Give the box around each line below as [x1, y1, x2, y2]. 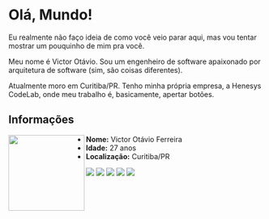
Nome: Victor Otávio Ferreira [86, 134, 182, 144]
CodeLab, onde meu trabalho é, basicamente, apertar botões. [8, 89, 215, 99]
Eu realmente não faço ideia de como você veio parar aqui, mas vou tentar [8, 32, 257, 42]
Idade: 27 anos [86, 143, 136, 153]
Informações [8, 113, 75, 127]
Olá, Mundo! [8, 6, 93, 24]
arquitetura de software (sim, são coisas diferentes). [8, 65, 183, 74]
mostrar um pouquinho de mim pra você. [8, 40, 145, 50]
